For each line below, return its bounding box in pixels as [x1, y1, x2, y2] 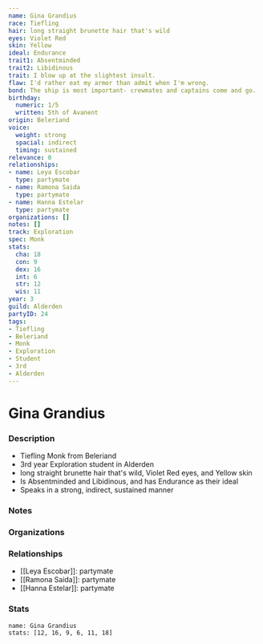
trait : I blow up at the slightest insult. [8, 71, 156, 79]
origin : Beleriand [8, 116, 70, 124]
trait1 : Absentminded [8, 57, 81, 65]
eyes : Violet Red [8, 34, 67, 43]
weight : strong [15, 131, 67, 139]
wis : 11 [15, 288, 42, 296]
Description [8, 432, 55, 444]
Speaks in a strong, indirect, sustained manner [19, 485, 174, 495]
